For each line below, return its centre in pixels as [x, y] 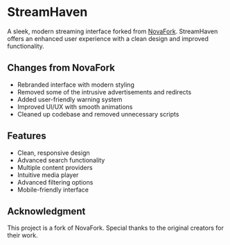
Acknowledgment [46, 211]
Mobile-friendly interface [53, 189]
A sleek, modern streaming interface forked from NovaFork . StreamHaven [113, 31]
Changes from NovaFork [61, 68]
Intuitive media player [48, 175]
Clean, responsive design [53, 153]
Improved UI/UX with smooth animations [75, 107]
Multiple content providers [55, 167]
